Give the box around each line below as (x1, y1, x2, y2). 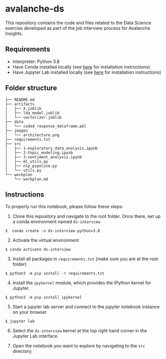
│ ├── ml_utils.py (5, 159, 49, 164)
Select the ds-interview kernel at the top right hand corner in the (12, 328, 147, 334)
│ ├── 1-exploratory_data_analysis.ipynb (5, 146, 98, 151)
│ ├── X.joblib (5, 106, 42, 111)
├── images (5, 128, 28, 133)
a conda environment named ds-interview (12, 219, 101, 225)
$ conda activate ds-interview (5, 247, 71, 252)
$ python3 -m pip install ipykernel (5, 295, 82, 300)
